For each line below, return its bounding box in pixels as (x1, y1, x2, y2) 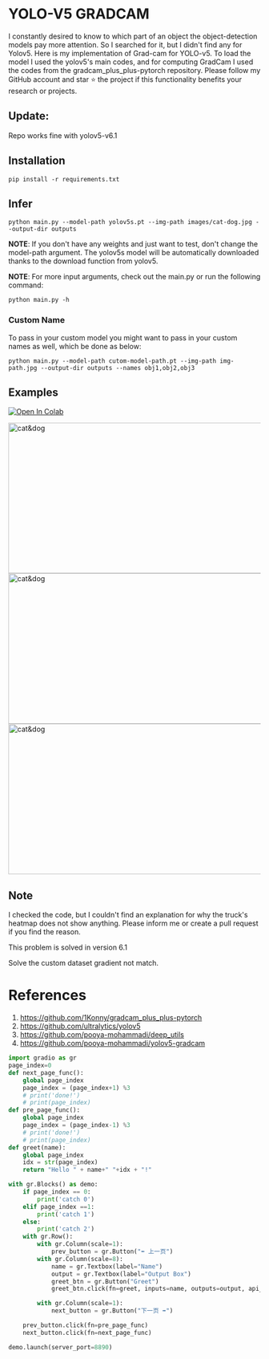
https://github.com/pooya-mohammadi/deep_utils (19, 1030, 185, 1040)
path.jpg (8, 364, 38, 372)
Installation (8, 154, 66, 168)
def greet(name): (8, 1143, 66, 1152)
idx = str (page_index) (22, 1158, 98, 1166)
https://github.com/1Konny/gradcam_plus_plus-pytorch (19, 1013, 203, 1023)
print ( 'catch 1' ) (37, 1210, 94, 1219)
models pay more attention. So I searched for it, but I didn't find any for (8, 39, 243, 49)
